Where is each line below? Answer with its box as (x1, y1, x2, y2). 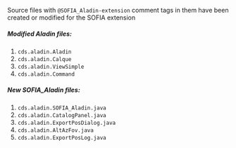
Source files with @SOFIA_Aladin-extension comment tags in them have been (7, 6, 229, 14)
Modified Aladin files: (7, 29, 73, 38)
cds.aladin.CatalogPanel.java (17, 112, 107, 119)
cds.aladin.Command (17, 70, 75, 78)
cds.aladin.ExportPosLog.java (17, 134, 107, 141)
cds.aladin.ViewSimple (17, 63, 85, 70)
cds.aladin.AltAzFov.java (17, 126, 94, 134)
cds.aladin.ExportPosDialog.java (17, 119, 116, 126)
